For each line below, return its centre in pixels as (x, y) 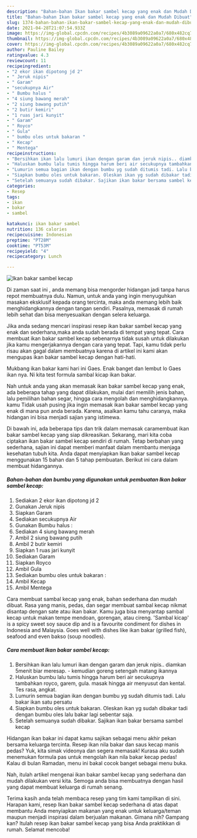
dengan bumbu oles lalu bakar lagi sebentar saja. (74, 715)
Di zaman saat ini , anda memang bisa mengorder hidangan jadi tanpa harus (98, 290)
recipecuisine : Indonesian (39, 235)
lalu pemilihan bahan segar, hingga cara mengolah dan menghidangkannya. (98, 399)
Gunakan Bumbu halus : (44, 525)
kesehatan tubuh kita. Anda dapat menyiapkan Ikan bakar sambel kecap (93, 454)
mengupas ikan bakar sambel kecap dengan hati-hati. (71, 357)
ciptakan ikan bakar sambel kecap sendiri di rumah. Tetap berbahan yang (95, 441)
